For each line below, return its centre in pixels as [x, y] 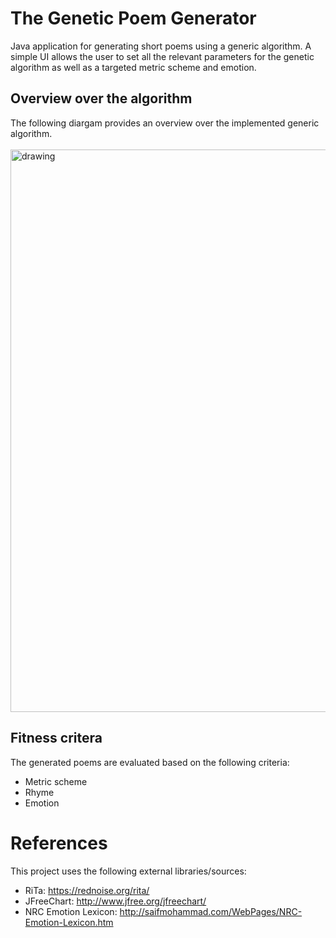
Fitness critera [56, 738]
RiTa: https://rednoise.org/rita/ [87, 890]
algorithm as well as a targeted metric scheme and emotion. [133, 67]
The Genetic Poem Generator [133, 18]
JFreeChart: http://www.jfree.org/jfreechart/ [115, 901]
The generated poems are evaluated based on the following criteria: [150, 762]
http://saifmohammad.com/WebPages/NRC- [211, 911]
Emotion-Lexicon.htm [69, 922]
